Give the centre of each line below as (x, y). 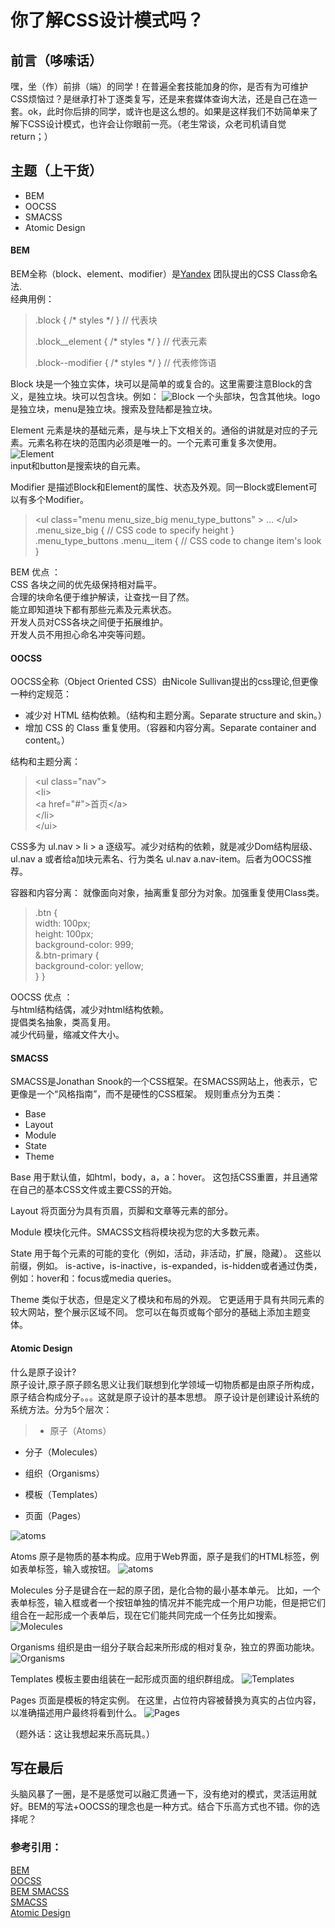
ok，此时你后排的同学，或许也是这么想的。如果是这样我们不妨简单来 (168, 111)
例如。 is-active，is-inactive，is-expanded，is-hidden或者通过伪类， (179, 1266)
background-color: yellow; (89, 966)
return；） (31, 136)
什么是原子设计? (43, 1372)
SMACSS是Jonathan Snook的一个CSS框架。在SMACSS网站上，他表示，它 (164, 1082)
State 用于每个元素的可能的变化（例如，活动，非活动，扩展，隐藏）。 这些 (161, 1253)
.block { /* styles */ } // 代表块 (96, 320)
